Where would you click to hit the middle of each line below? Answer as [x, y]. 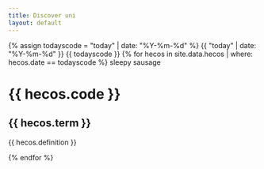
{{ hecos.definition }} [42, 142]
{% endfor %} [31, 157]
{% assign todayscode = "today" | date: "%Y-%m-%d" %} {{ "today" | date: [132, 45]
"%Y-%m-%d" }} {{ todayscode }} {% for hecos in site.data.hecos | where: [131, 54]
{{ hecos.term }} [50, 123]
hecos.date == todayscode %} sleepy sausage [84, 62]
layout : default [35, 23]
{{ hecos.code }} [65, 94]
